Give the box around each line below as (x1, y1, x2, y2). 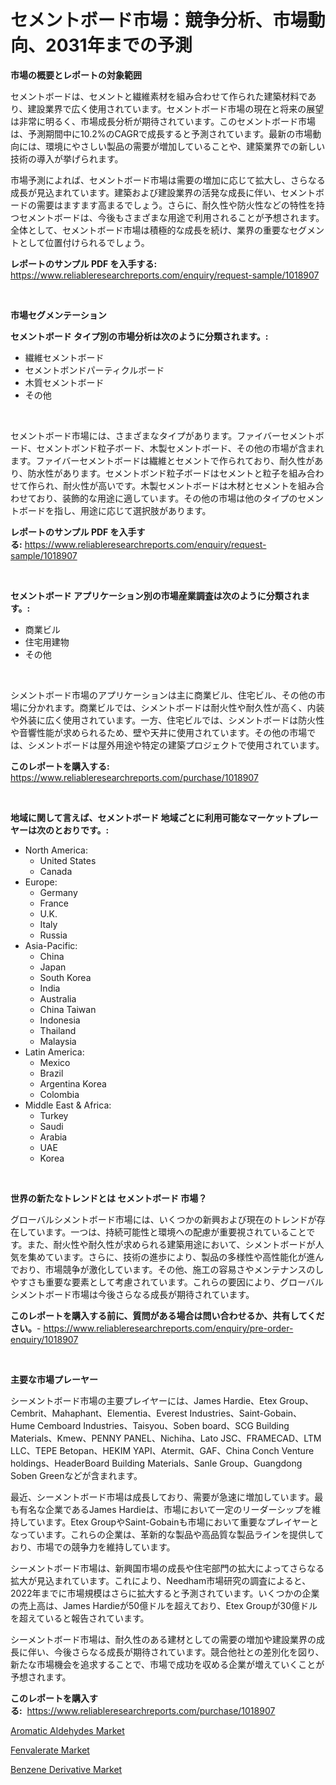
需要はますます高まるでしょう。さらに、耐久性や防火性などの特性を (36, 199, 317, 211)
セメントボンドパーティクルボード (24, 364, 165, 376)
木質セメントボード (24, 376, 105, 388)
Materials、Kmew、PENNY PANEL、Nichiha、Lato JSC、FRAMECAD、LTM (10, 1432, 322, 1444)
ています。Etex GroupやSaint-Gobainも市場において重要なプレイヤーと (27, 1516, 319, 1528)
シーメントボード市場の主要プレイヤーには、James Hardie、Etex (10, 1394, 278, 1406)
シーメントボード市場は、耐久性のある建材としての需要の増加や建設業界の (10, 1633, 317, 1645)
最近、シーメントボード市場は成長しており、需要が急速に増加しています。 (10, 1491, 315, 1503)
